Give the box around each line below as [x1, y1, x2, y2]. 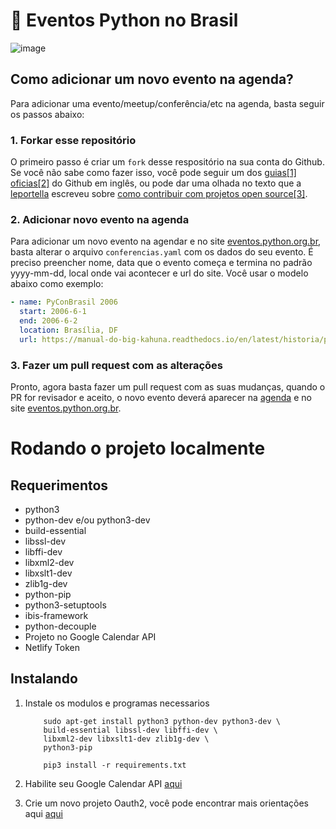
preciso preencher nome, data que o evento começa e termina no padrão [10, 257, 313, 269]
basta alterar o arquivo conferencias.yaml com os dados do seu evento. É [10, 246, 314, 258]
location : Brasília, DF [19, 325, 118, 335]
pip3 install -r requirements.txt [43, 760, 187, 770]
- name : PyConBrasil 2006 [10, 297, 118, 308]
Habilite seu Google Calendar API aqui [24, 777, 183, 789]
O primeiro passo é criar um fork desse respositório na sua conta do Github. [10, 156, 325, 168]
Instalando [10, 670, 78, 688]
